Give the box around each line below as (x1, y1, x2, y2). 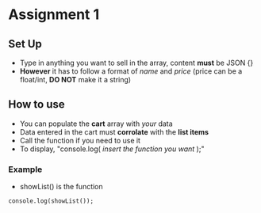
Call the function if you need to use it (19, 135, 141, 145)
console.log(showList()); (8, 197, 94, 205)
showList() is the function (19, 182, 103, 192)
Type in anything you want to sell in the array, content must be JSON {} (19, 58, 254, 67)
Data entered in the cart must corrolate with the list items (19, 127, 209, 136)
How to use (8, 97, 65, 112)
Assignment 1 (8, 6, 100, 24)
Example (8, 164, 43, 175)
